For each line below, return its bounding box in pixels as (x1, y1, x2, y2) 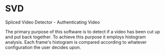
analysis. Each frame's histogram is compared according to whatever (5, 39, 147, 45)
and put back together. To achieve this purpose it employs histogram (5, 34, 146, 40)
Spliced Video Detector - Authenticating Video (5, 19, 100, 25)
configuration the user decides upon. (5, 44, 81, 50)
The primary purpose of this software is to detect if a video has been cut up (5, 28, 161, 34)
